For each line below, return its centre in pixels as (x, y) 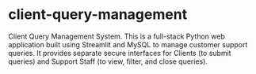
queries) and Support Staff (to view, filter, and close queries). (108, 61)
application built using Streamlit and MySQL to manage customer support (128, 44)
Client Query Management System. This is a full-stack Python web (117, 36)
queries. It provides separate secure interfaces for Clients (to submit (120, 53)
